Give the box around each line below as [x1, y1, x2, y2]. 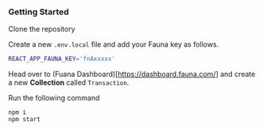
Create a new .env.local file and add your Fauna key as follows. [8, 40, 219, 49]
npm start [8, 116, 41, 124]
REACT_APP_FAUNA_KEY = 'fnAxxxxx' [8, 55, 115, 63]
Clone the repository [8, 25, 75, 34]
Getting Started [8, 6, 69, 17]
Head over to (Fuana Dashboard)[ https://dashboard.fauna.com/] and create [8, 70, 256, 79]
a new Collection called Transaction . [8, 78, 130, 87]
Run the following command [8, 94, 100, 103]
